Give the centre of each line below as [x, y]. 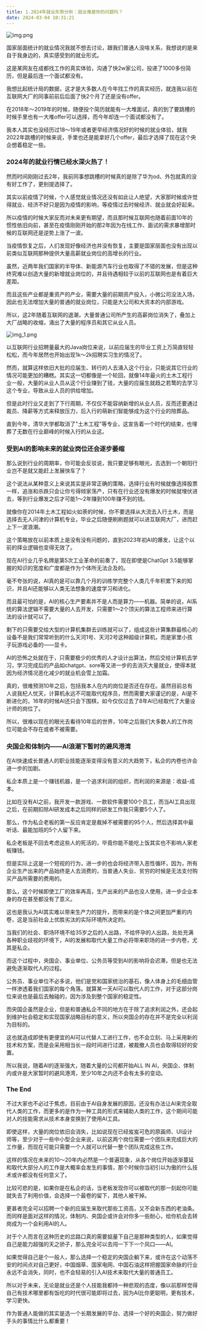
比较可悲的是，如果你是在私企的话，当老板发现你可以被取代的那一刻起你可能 [102, 1188]
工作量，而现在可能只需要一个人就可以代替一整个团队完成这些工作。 [91, 1146]
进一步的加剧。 [25, 768]
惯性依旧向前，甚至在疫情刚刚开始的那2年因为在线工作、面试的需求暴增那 [98, 225]
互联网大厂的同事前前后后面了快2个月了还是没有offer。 [75, 96]
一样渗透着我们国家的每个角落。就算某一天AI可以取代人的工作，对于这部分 [99, 989]
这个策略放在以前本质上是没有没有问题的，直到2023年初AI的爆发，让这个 [98, 540]
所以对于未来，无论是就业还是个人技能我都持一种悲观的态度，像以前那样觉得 [102, 1285]
